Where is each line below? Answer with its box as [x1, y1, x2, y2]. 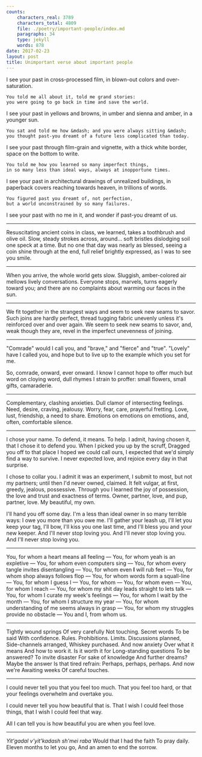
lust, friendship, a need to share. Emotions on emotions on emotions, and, [6, 412, 189, 419]
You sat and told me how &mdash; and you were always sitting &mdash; [6, 128, 187, 134]
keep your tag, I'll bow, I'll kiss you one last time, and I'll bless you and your [6, 523, 192, 530]
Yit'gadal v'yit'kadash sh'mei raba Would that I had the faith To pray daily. [6, 737, 190, 744]
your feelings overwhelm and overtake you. [6, 690, 114, 697]
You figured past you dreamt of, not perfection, [6, 195, 133, 202]
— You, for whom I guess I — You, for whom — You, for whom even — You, [6, 579, 193, 586]
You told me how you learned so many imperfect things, [6, 161, 149, 167]
